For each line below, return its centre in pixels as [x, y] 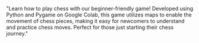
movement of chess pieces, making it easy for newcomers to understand [96, 21]
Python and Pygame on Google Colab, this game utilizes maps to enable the [99, 15]
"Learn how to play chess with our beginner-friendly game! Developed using [100, 9]
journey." [17, 34]
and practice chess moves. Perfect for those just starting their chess [90, 27]
